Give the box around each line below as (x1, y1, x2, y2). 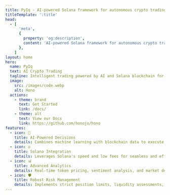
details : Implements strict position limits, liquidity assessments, (14, 182, 164, 187)
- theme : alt (14, 111, 42, 117)
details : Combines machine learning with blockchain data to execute (14, 140, 164, 145)
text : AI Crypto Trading (10, 69, 62, 74)
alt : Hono (14, 87, 35, 93)
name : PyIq (10, 64, 33, 69)
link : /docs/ (18, 107, 47, 112)
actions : (10, 92, 28, 97)
